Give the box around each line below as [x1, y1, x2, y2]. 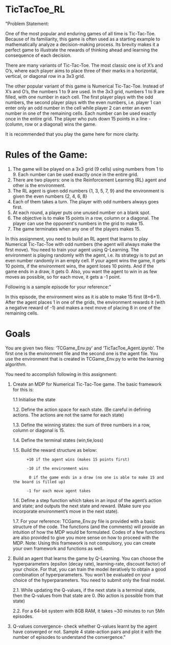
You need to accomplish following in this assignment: [5, 371, 117, 377]
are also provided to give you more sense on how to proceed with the [12, 534, 159, 540]
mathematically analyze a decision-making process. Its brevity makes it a [5, 41, 159, 47]
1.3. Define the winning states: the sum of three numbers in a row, [12, 422, 151, 428]
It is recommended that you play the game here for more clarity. [5, 131, 139, 137]
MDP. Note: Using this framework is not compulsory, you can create [12, 539, 156, 546]
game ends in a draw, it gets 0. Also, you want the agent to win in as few [5, 268, 157, 275]
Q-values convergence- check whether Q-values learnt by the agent [12, 623, 157, 629]
